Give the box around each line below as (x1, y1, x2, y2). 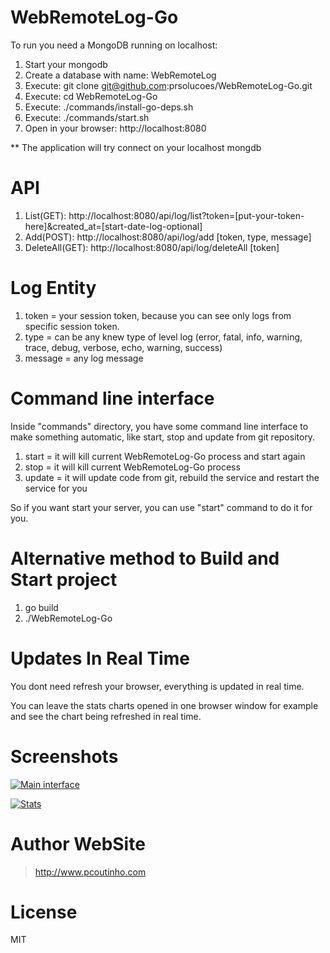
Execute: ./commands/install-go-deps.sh (24, 101, 194, 113)
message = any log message (24, 352, 144, 364)
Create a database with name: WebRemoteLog (24, 69, 217, 81)
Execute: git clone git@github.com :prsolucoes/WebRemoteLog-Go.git (24, 79, 313, 91)
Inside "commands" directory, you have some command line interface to (10, 420, 309, 432)
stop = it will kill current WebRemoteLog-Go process (24, 461, 241, 473)
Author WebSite (10, 832, 146, 855)
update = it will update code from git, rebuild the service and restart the (24, 471, 320, 483)
